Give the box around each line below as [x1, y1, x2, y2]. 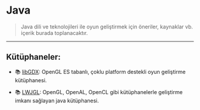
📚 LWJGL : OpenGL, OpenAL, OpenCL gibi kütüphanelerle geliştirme [14, 88, 183, 95]
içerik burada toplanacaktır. [20, 29, 88, 36]
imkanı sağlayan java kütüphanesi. [14, 97, 99, 104]
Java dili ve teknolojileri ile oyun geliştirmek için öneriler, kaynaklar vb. [20, 23, 193, 30]
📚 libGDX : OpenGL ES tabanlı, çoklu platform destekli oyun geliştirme [14, 68, 186, 75]
